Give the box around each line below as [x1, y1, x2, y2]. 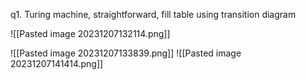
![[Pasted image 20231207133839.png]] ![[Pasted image [10, 47, 242, 59]
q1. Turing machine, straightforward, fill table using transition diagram [10, 9, 297, 20]
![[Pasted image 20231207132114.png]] [10, 28, 171, 39]
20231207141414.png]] [10, 58, 104, 69]
